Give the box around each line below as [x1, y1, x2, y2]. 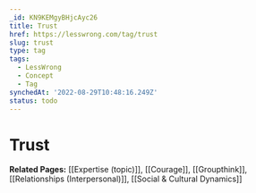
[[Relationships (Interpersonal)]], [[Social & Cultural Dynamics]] [9, 173, 243, 184]
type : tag [9, 46, 47, 55]
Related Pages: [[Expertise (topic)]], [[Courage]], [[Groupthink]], [9, 164, 248, 175]
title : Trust [9, 21, 58, 30]
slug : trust [9, 38, 54, 47]
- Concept [17, 71, 54, 80]
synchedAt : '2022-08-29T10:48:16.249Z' [9, 88, 158, 96]
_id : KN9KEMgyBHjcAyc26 [9, 13, 98, 22]
